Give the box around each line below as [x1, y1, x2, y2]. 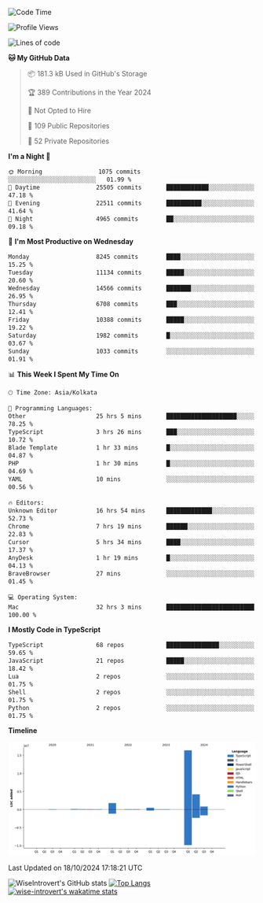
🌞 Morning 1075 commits [8, 168, 141, 176]
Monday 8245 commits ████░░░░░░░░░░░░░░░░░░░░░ [8, 253, 255, 261]
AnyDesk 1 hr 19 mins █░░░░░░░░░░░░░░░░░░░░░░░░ [8, 554, 255, 562]
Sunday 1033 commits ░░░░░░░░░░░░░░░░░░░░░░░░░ [8, 347, 255, 355]
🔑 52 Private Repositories [27, 136, 110, 146]
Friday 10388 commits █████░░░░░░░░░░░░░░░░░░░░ [8, 316, 255, 324]
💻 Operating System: [8, 594, 79, 601]
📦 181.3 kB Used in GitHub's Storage [27, 69, 148, 78]
